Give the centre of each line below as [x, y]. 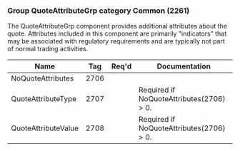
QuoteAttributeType [44, 99]
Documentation [184, 66]
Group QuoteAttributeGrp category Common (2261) [99, 11]
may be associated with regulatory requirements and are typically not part [116, 41]
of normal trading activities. [48, 49]
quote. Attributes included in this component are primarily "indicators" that [117, 33]
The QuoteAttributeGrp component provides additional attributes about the [117, 26]
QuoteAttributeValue [45, 128]
